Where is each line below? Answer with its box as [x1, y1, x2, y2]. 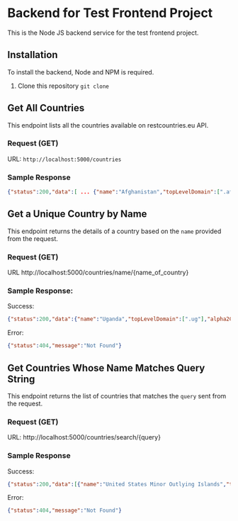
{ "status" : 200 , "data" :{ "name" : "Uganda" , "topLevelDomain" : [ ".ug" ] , [7, 315, 208, 323]
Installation [7, 49, 58, 61]
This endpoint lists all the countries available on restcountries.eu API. [7, 121, 209, 129]
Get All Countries [7, 102, 85, 114]
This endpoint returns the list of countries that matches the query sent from [7, 392, 227, 400]
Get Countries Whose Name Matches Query [7, 362, 205, 374]
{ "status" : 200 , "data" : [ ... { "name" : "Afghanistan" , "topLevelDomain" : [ [7, 189, 220, 196]
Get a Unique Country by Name [7, 208, 147, 220]
